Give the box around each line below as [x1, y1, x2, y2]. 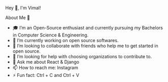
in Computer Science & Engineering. [12, 32, 89, 38]
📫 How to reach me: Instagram [12, 65, 79, 70]
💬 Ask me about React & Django [12, 59, 80, 65]
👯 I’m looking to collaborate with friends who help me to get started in [12, 43, 158, 49]
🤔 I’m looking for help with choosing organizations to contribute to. [12, 54, 152, 59]
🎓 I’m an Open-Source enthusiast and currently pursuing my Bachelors [12, 25, 163, 30]
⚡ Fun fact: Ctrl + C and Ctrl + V [12, 72, 80, 78]
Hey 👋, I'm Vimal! [5, 5, 42, 11]
